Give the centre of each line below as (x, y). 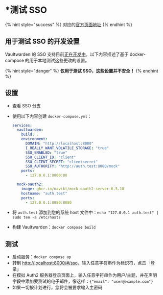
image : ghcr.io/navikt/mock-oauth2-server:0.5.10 (73, 189)
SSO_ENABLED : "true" (46, 152)
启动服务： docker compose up (42, 257)
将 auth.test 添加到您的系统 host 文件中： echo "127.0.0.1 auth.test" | (85, 212)
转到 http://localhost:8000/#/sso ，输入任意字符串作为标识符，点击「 (81, 263)
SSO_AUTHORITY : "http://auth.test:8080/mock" (72, 166)
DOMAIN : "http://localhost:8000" (59, 144)
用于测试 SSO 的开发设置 (42, 41)
